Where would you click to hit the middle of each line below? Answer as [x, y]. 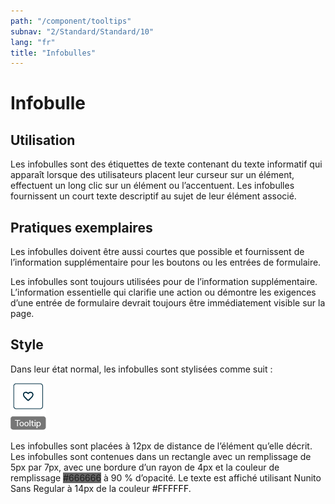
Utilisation [43, 140]
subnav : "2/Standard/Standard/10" [82, 31]
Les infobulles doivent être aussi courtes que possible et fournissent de [157, 252]
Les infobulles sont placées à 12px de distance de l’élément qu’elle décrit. [161, 446]
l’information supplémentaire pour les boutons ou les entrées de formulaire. [166, 262]
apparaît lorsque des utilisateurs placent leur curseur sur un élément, [152, 175]
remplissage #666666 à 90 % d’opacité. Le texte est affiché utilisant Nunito [166, 477]
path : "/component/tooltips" [71, 21]
